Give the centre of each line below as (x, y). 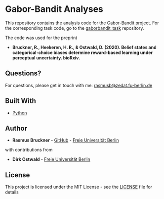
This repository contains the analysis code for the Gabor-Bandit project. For (82, 23)
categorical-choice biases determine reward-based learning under (82, 52)
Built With (20, 101)
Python (20, 113)
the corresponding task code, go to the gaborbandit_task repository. (75, 28)
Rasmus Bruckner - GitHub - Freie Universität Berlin (65, 140)
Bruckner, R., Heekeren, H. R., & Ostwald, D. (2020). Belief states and (84, 47)
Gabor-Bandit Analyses (54, 9)
